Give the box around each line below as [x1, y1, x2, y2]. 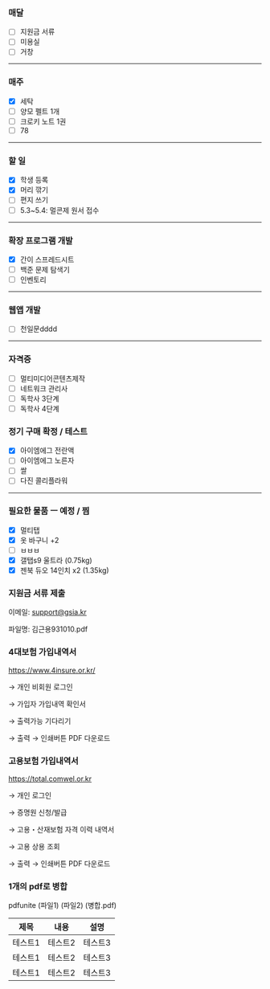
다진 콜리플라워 [19, 476, 68, 485]
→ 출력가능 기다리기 [8, 716, 72, 725]
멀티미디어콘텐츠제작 [19, 374, 86, 383]
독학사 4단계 [19, 403, 60, 413]
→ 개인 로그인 [8, 791, 52, 800]
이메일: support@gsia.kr [8, 607, 87, 617]
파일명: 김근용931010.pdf [8, 624, 88, 634]
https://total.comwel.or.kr [8, 774, 92, 784]
